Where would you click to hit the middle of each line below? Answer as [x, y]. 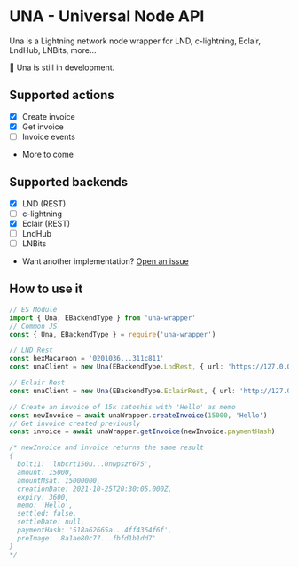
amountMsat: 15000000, [59, 480]
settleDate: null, [51, 522]
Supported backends [69, 182]
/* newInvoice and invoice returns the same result [106, 448]
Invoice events [48, 136]
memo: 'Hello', [45, 505]
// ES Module [33, 309]
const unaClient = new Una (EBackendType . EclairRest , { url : [123, 391]
